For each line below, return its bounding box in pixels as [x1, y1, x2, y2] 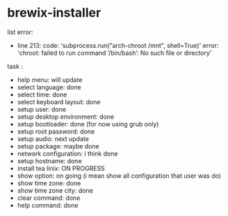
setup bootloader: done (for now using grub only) [17, 119, 159, 128]
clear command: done [17, 193, 81, 202]
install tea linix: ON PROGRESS [17, 164, 106, 172]
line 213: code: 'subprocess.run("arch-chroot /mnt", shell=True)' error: [17, 41, 219, 49]
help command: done [17, 201, 79, 209]
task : [7, 62, 23, 70]
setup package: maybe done [17, 142, 99, 150]
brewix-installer [7, 5, 101, 21]
